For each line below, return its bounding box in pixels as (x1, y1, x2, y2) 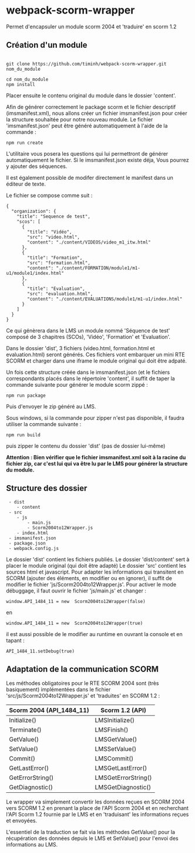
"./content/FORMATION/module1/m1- (56, 265, 141, 271)
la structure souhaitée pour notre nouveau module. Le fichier (6, 116, 153, 123)
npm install (6, 81, 35, 87)
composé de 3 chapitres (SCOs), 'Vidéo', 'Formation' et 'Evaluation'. (6, 333, 171, 340)
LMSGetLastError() (95, 764, 147, 772)
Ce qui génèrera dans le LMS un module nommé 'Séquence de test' (6, 327, 170, 334)
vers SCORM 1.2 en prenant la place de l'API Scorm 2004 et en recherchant (6, 805, 189, 812)
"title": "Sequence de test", (16, 213, 91, 219)
